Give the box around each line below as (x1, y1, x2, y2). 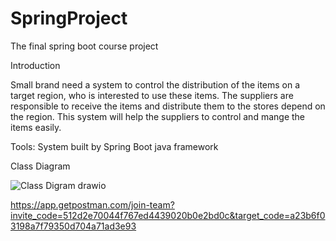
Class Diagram (10, 160, 71, 172)
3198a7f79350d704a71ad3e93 (10, 220, 137, 232)
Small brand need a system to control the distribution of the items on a (10, 78, 301, 91)
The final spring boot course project (10, 40, 159, 52)
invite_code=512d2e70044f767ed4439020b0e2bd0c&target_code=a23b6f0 (10, 209, 326, 221)
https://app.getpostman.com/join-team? (10, 198, 175, 211)
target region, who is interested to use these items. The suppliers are (10, 89, 294, 101)
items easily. (10, 121, 62, 133)
